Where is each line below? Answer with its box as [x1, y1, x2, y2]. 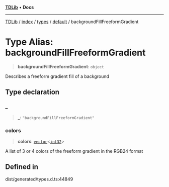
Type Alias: [5, 36, 54, 48]
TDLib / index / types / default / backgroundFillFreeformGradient [5, 19, 139, 25]
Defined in [5, 163, 39, 171]
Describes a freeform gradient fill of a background [5, 73, 110, 79]
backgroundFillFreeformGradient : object [17, 63, 104, 69]
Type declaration [5, 88, 59, 97]
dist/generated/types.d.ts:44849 [5, 176, 73, 182]
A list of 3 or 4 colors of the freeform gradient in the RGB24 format [5, 148, 143, 154]
